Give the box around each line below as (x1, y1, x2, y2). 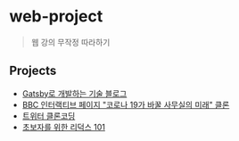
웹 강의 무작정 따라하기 (30, 37, 111, 47)
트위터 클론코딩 (21, 110, 76, 121)
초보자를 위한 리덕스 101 (21, 121, 105, 132)
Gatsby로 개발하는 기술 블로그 (21, 87, 128, 99)
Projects (9, 63, 57, 79)
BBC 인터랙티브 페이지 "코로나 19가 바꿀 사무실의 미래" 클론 (21, 99, 230, 110)
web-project (9, 6, 103, 27)
